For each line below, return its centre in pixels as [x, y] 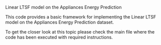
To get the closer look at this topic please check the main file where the [80, 32]
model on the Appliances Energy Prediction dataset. [60, 22]
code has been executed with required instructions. [59, 37]
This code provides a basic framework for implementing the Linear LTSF [81, 17]
